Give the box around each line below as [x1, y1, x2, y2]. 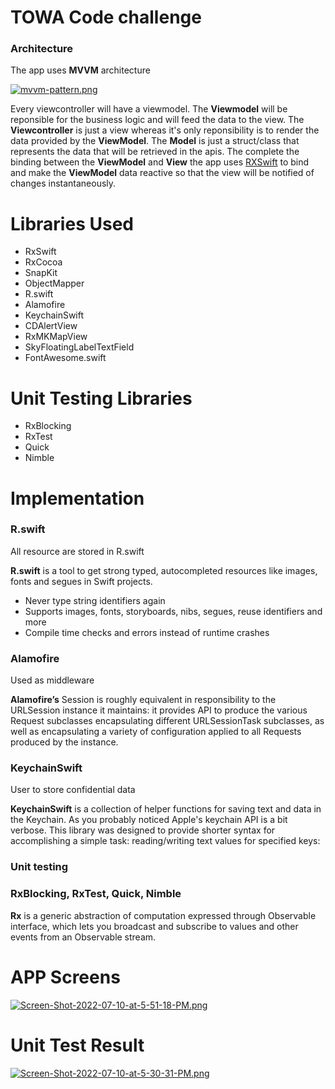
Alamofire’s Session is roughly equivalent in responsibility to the [10, 694, 277, 706]
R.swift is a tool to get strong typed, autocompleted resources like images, [10, 564, 318, 576]
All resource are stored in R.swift [10, 545, 145, 557]
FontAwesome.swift [24, 352, 107, 364]
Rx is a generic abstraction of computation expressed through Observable [10, 909, 317, 921]
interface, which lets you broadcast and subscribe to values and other [10, 920, 299, 932]
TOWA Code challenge [10, 6, 202, 29]
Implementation [10, 487, 145, 510]
